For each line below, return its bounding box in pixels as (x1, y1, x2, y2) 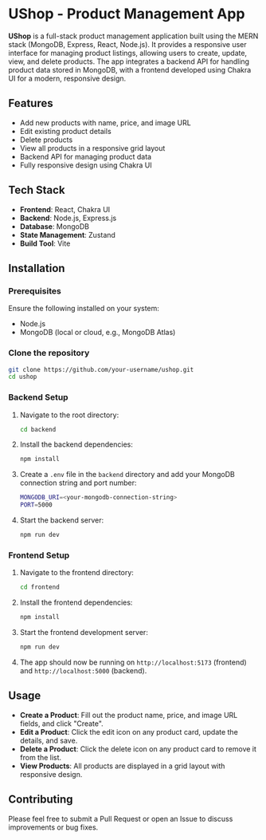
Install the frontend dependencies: (19, 597, 133, 607)
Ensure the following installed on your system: (8, 304, 159, 314)
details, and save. (19, 735, 78, 745)
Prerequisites (8, 285, 61, 296)
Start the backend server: (19, 515, 104, 525)
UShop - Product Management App (8, 5, 245, 23)
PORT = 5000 (19, 501, 53, 509)
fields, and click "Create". (19, 719, 104, 728)
